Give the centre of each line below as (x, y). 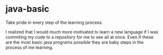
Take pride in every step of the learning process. (54, 22)
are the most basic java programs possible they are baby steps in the (75, 42)
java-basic (27, 9)
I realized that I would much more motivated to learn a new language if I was (82, 32)
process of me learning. (29, 47)
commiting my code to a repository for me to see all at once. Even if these (80, 37)
